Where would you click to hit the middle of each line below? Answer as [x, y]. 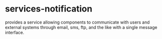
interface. [15, 32]
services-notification [49, 9]
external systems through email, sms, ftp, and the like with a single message [81, 27]
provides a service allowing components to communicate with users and [77, 22]
